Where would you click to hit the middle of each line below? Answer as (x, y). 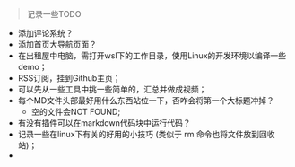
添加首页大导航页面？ (57, 44)
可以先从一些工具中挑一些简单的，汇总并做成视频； (112, 89)
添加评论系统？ (45, 33)
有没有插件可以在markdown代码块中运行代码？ (104, 123)
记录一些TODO (54, 14)
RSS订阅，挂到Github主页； (69, 78)
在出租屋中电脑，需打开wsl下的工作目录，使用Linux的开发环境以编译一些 (152, 56)
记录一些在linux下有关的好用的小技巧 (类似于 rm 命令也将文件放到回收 (146, 134)
